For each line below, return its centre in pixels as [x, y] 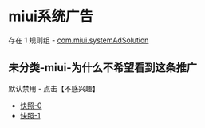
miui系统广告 [51, 16]
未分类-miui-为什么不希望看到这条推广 [103, 68]
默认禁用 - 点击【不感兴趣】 [54, 88]
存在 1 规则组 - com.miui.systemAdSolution [79, 40]
